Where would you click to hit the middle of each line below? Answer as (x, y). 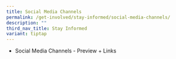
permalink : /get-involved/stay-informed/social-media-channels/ (88, 17)
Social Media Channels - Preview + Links (65, 51)
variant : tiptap (26, 34)
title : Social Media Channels (44, 12)
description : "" (26, 23)
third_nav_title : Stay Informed (47, 28)
